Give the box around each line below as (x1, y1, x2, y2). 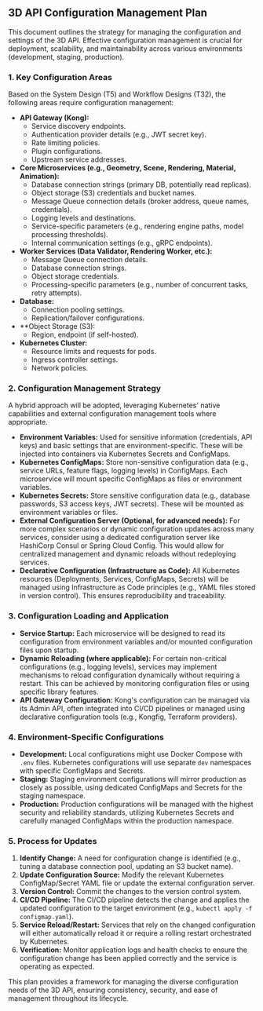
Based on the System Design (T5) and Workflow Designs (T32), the (8, 89, 226, 99)
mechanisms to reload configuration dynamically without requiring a (19, 670, 240, 680)
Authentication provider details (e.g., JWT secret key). (31, 130, 206, 140)
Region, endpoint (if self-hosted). (31, 330, 139, 340)
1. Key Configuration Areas (8, 71, 112, 82)
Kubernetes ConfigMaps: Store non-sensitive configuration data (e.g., (19, 458, 250, 467)
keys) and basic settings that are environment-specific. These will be (19, 441, 243, 451)
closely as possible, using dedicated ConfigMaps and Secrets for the (19, 783, 243, 792)
